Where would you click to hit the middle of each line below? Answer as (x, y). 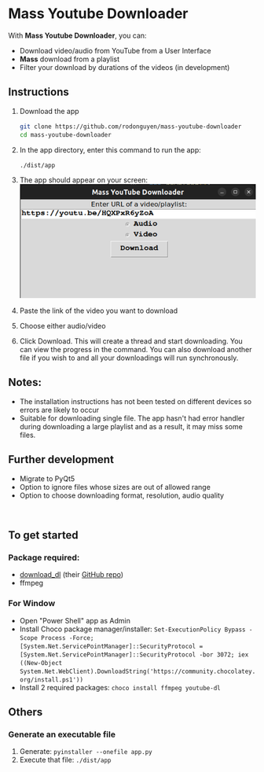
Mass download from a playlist (70, 59)
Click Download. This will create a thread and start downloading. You (131, 341)
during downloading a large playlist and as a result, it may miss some (131, 426)
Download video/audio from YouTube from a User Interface (115, 50)
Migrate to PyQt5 (47, 478)
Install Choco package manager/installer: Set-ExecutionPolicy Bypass (132, 629)
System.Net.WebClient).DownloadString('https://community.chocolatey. (137, 671)
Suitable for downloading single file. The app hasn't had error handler (132, 418)
